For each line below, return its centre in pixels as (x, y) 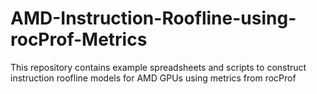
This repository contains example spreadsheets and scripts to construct (158, 67)
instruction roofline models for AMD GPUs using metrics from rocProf (153, 78)
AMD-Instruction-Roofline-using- (153, 18)
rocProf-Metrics (79, 39)
